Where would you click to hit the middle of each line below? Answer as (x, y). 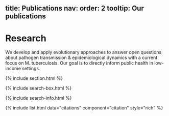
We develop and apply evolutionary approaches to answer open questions (83, 52)
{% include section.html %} (34, 78)
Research (26, 38)
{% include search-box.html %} (39, 88)
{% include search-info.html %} (39, 98)
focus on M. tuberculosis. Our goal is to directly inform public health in (79, 63)
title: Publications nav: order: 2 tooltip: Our (75, 8)
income (13, 69)
